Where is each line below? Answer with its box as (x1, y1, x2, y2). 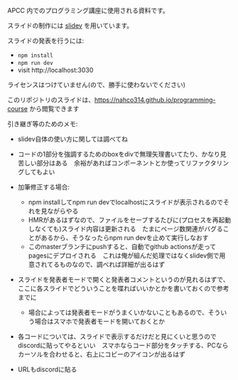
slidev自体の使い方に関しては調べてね (17, 134, 129, 143)
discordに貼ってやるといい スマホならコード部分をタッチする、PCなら (17, 341, 229, 349)
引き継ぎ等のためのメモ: (7, 120, 78, 128)
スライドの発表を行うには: (7, 36, 85, 45)
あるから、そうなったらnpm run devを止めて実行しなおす (40, 233, 209, 242)
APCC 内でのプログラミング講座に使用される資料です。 (7, 6, 169, 14)
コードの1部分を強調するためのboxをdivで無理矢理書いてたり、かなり (17, 150, 220, 158)
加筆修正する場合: (17, 183, 70, 191)
